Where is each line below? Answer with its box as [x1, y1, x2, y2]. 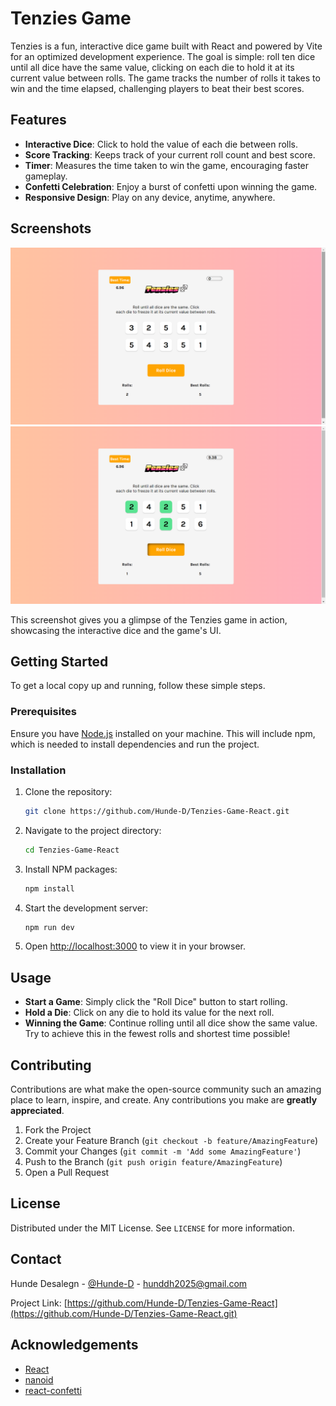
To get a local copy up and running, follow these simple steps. [10, 680, 266, 692]
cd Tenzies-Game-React [24, 845, 120, 855]
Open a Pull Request [24, 1167, 110, 1179]
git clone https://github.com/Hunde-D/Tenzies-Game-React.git [24, 806, 290, 816]
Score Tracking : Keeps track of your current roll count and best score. [24, 148, 316, 161]
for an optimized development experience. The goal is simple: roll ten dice [10, 50, 316, 62]
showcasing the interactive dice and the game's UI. [10, 624, 222, 636]
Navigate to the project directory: [24, 824, 162, 836]
